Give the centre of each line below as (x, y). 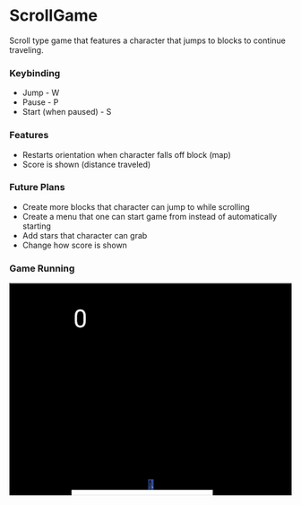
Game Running (42, 268)
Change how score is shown (75, 245)
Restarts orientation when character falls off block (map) (126, 154)
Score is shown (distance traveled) (86, 164)
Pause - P (40, 102)
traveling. (26, 49)
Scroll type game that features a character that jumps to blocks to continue (148, 40)
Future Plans (37, 187)
